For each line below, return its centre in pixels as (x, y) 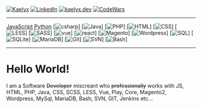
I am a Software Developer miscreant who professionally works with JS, (95, 85)
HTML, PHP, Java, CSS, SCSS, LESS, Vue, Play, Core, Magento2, (87, 92)
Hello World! (38, 69)
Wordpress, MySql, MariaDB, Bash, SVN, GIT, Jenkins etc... (80, 98)
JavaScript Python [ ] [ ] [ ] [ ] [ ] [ (92, 26)
